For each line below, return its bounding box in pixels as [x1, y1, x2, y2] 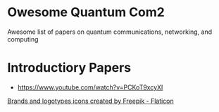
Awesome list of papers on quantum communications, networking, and [7, 27, 213, 36]
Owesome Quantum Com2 [7, 4, 165, 20]
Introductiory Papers [7, 60, 132, 76]
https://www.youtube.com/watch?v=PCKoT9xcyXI [17, 82, 163, 92]
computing [7, 35, 39, 43]
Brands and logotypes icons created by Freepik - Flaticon [7, 97, 174, 105]
